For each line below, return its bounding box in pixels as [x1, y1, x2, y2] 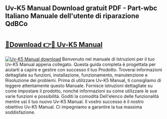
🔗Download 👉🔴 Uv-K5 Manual [5, 40, 103, 49]
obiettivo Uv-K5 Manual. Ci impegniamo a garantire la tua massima [5, 104, 142, 109]
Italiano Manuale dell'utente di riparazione [5, 12, 140, 20]
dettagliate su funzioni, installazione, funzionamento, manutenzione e [5, 72, 148, 78]
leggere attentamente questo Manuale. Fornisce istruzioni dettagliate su [5, 82, 153, 88]
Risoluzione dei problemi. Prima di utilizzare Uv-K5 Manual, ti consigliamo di [5, 77, 161, 83]
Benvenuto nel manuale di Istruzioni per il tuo [62, 56, 155, 62]
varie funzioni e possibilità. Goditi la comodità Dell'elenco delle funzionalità [5, 93, 159, 99]
